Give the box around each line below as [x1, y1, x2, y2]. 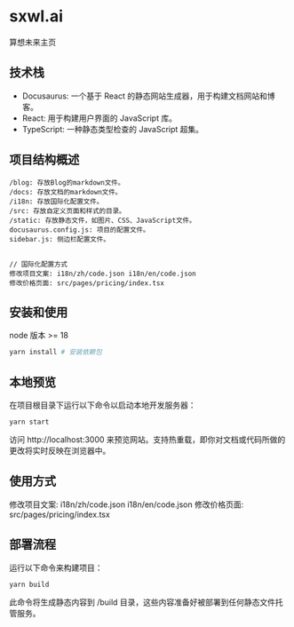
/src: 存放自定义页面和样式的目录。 [9, 206, 126, 215]
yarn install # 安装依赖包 [9, 348, 102, 357]
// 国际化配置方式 [9, 259, 68, 268]
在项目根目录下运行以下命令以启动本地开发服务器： [9, 400, 196, 410]
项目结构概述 [9, 153, 80, 168]
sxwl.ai [9, 6, 64, 27]
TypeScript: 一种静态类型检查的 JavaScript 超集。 [21, 123, 204, 134]
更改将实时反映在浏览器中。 [9, 446, 111, 456]
